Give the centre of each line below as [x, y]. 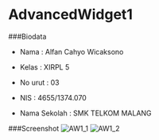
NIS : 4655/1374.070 [53, 97]
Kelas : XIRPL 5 [45, 67]
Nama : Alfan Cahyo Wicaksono [72, 51]
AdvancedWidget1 [71, 15]
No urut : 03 [39, 82]
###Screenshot [34, 128]
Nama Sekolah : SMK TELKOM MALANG [86, 113]
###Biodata [27, 36]
